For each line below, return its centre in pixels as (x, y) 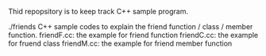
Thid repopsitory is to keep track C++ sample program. (98, 11)
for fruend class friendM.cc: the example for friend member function (120, 43)
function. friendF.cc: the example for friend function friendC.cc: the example (133, 35)
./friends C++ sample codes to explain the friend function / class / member (131, 26)
